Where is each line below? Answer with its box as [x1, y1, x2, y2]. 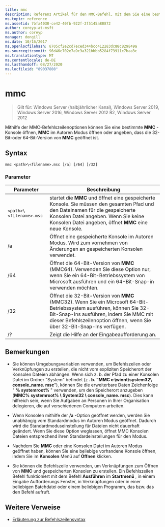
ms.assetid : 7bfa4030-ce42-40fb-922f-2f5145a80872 [5, 21, 111, 26]
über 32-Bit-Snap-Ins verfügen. [50, 323, 126, 330]
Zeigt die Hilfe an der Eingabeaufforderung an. [50, 331, 157, 338]
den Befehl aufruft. [12, 489, 51, 495]
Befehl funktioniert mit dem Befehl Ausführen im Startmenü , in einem [12, 473, 156, 479]
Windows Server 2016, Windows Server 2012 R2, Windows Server [17, 109, 151, 115]
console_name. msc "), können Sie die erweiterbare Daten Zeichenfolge [12, 382, 158, 388]
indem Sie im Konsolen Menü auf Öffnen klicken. [12, 453, 112, 459]
